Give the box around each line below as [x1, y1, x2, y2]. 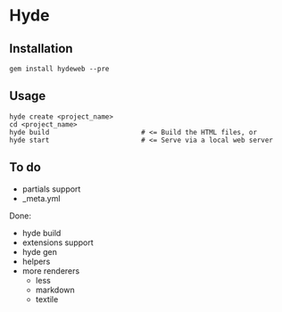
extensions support [21, 237, 94, 248]
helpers [21, 256, 51, 267]
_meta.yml [21, 193, 61, 203]
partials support [21, 184, 81, 194]
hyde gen [21, 246, 58, 257]
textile [35, 293, 59, 304]
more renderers [21, 265, 80, 276]
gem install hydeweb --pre [9, 64, 110, 73]
